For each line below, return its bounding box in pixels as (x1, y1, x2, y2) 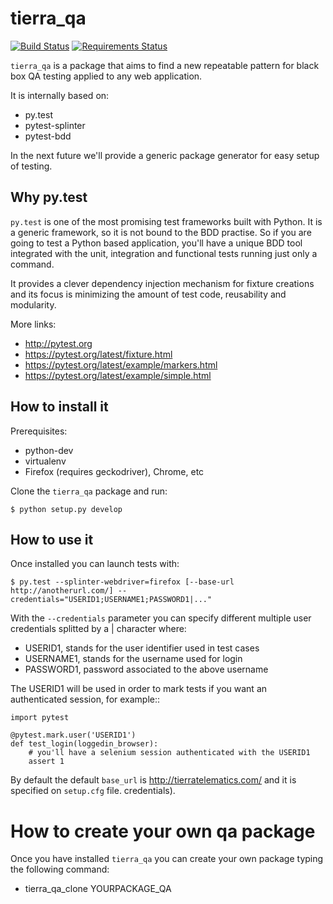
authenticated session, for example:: (10, 693, 161, 706)
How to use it (10, 531, 94, 548)
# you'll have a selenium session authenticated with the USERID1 (28, 748, 311, 758)
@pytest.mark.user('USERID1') (10, 730, 137, 741)
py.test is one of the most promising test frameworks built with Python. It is (10, 215, 323, 227)
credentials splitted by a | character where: (10, 623, 187, 635)
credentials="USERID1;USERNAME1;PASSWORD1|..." (10, 595, 213, 605)
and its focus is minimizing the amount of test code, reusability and (10, 288, 287, 300)
